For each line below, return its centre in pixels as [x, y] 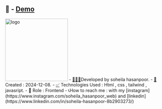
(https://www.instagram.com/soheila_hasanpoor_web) [61, 96]
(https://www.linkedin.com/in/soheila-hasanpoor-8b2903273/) [69, 101]
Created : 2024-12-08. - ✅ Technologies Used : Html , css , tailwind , [76, 84]
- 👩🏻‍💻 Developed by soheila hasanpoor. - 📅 [113, 79]
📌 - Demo [20, 9]
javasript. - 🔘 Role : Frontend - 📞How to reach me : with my [65, 90]
